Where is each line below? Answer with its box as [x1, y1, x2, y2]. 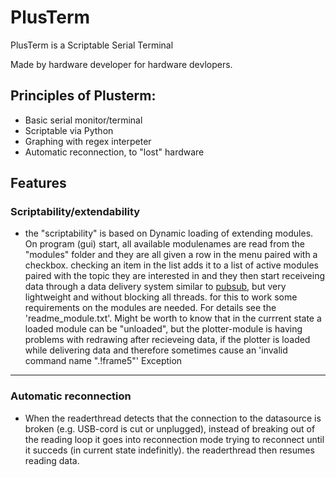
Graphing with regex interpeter [24, 135, 152, 147]
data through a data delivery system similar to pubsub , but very [24, 281, 287, 293]
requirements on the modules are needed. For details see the [24, 302, 277, 314]
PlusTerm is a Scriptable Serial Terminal [10, 39, 174, 51]
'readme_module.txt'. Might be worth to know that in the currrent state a [24, 312, 322, 325]
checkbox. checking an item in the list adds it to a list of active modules [24, 259, 319, 271]
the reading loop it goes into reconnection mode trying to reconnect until [24, 433, 325, 445]
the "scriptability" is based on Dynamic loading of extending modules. [24, 227, 314, 240]
